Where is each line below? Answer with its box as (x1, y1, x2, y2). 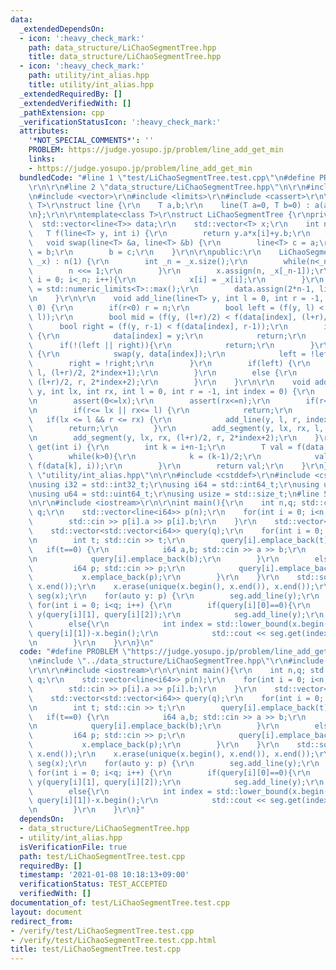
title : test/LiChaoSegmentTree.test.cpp (10, 944, 182, 955)
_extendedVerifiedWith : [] (19, 98, 132, 108)
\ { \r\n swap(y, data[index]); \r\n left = (28, 349, 307, 360)
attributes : (19, 126, 70, 136)
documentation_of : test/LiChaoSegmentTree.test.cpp (10, 898, 230, 908)
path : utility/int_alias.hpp (28, 71, 150, 81)
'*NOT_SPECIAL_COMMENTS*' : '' (28, 136, 155, 146)
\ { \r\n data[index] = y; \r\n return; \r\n (28, 331, 307, 341)
